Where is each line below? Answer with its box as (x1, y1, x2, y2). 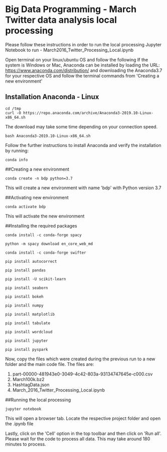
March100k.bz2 (12, 376, 45, 382)
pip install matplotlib (5, 312, 55, 317)
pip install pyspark (5, 347, 49, 352)
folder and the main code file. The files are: (5, 361, 94, 367)
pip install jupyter (5, 338, 49, 343)
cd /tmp (5, 106, 22, 111)
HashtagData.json (12, 382, 50, 388)
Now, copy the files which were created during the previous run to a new (5, 356, 155, 362)
